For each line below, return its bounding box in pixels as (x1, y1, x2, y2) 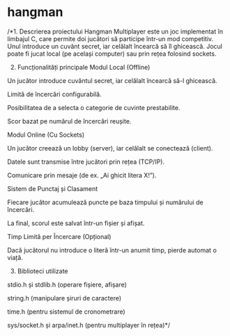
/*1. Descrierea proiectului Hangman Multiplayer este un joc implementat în (7, 27, 223, 36)
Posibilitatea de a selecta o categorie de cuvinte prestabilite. (7, 103, 181, 112)
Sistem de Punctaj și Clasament (7, 184, 98, 192)
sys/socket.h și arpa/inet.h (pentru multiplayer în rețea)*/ (7, 321, 171, 329)
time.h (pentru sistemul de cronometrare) (7, 307, 125, 316)
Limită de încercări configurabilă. (7, 90, 102, 98)
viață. (7, 253, 23, 261)
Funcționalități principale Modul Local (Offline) (17, 63, 151, 71)
